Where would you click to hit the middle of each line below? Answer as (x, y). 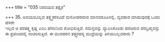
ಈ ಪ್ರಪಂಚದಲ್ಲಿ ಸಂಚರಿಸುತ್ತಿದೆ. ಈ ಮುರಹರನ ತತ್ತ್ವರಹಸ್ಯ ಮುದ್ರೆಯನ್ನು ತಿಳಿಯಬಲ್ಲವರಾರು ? (70, 34)
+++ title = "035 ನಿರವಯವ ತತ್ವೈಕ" (35, 7)
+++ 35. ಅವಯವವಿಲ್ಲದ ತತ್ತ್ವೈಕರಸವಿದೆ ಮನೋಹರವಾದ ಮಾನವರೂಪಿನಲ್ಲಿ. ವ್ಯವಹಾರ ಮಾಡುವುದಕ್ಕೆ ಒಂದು (83, 17)
